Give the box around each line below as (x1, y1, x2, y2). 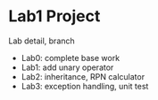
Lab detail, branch (8, 35, 75, 46)
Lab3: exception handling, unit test (21, 81, 149, 91)
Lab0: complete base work (21, 52, 121, 63)
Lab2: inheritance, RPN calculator (21, 71, 145, 81)
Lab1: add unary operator (21, 62, 114, 73)
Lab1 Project (8, 6, 101, 27)
